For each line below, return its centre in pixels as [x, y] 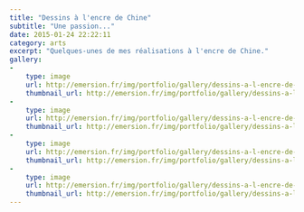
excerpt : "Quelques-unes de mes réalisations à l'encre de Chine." [139, 51]
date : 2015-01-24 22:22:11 [60, 34]
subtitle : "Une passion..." [62, 26]
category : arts [38, 43]
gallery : [26, 60]
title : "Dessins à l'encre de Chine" [81, 18]
